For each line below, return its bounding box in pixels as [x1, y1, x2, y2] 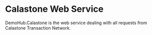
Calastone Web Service [5, 3, 104, 15]
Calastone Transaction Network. [5, 25, 71, 31]
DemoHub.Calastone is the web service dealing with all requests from [5, 20, 148, 26]
